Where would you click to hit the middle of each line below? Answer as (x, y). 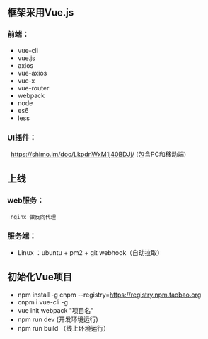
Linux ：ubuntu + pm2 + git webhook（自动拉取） (91, 252)
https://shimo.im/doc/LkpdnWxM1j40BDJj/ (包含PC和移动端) (98, 154)
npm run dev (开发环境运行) (58, 319)
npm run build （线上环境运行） (63, 328)
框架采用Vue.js (41, 13)
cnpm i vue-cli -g (43, 302)
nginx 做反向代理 (33, 217)
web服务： (26, 201)
